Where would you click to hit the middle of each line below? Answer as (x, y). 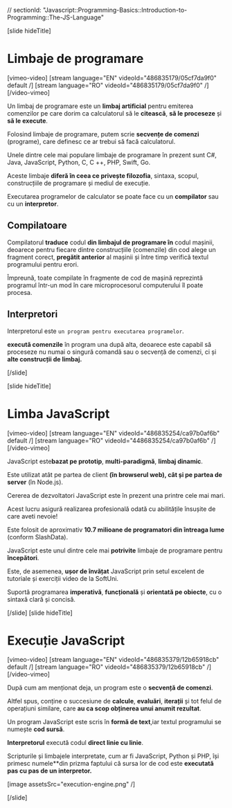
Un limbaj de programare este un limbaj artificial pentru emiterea (100, 106)
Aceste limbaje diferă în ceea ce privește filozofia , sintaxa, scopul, (103, 175)
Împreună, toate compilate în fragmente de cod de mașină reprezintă (105, 278)
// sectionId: (24, 10)
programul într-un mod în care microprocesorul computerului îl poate (105, 285)
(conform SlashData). (37, 537)
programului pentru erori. (43, 264)
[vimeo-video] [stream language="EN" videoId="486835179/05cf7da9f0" (112, 78)
